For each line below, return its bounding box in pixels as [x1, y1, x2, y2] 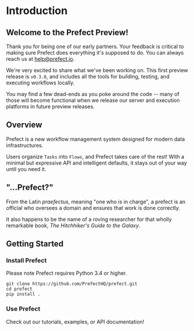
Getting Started [6, 239, 64, 249]
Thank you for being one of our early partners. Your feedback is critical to [6, 43, 185, 50]
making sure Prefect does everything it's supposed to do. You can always [6, 49, 184, 56]
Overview [6, 120, 43, 130]
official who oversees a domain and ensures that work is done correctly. [6, 204, 181, 211]
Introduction [6, 4, 68, 18]
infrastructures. [6, 142, 43, 149]
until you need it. [6, 165, 47, 172]
